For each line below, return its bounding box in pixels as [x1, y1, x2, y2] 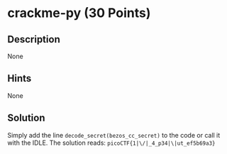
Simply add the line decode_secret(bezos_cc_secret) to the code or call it [7, 131, 221, 139]
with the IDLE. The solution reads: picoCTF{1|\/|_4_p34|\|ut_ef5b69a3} [7, 138, 216, 147]
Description [7, 33, 60, 45]
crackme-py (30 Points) [7, 5, 151, 21]
